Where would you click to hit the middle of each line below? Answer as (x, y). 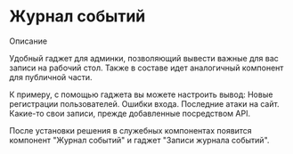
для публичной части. (51, 77)
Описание (28, 41)
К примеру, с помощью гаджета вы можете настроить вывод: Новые (141, 94)
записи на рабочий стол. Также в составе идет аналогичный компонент (146, 68)
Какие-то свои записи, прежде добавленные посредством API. (130, 113)
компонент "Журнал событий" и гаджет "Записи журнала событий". (139, 140)
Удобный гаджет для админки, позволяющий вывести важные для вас (144, 58)
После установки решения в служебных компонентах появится (130, 130)
